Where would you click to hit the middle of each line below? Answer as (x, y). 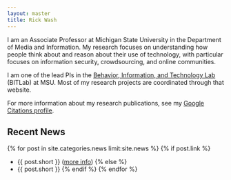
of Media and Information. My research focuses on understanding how (108, 47)
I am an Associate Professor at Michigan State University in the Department (114, 39)
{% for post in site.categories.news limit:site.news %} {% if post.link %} (109, 148)
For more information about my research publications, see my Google (106, 103)
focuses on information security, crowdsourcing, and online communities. (111, 61)
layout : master (29, 13)
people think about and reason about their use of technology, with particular (115, 54)
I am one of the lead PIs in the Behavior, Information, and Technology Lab (111, 75)
